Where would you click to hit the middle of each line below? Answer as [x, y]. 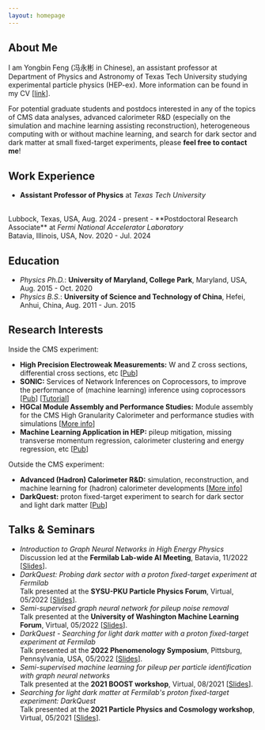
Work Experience [52, 176]
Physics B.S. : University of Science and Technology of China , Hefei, [132, 297]
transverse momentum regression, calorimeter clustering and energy [132, 440]
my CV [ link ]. [29, 94]
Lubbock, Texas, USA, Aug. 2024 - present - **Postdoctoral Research [123, 219]
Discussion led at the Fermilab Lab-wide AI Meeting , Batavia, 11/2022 [134, 557]
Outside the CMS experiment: [56, 464]
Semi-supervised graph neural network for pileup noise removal [124, 608]
